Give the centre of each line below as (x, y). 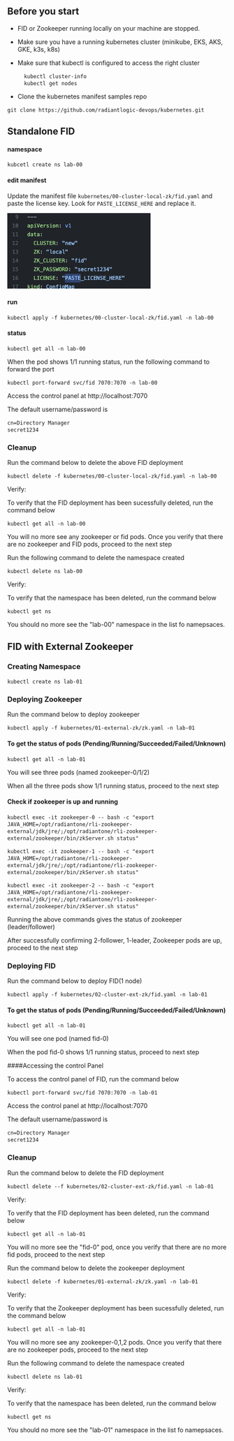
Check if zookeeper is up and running (63, 801)
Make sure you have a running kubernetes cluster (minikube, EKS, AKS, (120, 42)
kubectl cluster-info (56, 76)
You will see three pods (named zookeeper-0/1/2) (79, 772)
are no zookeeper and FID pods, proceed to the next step (90, 545)
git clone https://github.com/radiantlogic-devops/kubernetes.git (106, 110)
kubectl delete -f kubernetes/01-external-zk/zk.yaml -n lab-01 (103, 1281)
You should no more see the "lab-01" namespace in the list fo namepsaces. (115, 1430)
